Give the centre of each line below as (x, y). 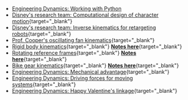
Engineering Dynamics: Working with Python (67, 9)
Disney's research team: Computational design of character (85, 15)
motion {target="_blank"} (42, 21)
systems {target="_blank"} (44, 85)
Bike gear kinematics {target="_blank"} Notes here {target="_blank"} (95, 65)
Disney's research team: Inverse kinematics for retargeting (84, 27)
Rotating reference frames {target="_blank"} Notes (74, 53)
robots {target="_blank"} (41, 34)
